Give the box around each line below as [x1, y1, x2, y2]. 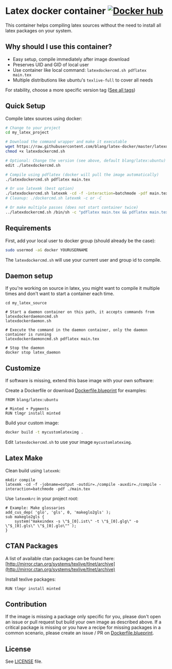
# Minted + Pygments [5, 406, 50, 411]
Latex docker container [5, 5, 106, 17]
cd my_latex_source [5, 301, 47, 306]
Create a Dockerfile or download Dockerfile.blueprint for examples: [5, 387, 147, 393]
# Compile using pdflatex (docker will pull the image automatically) [5, 172, 159, 177]
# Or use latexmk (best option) [5, 186, 74, 191]
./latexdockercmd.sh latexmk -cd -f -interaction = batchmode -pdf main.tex [5, 191, 168, 196]
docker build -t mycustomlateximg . [5, 430, 83, 435]
